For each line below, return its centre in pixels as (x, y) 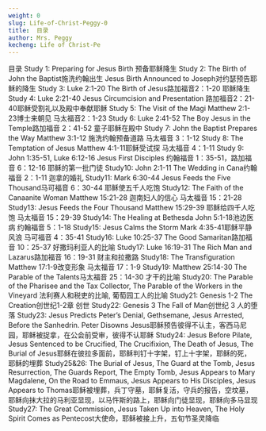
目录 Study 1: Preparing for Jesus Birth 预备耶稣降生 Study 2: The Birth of (127, 69)
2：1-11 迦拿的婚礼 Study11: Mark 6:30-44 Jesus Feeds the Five (127, 178)
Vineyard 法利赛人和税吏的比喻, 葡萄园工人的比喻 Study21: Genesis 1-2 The (131, 295)
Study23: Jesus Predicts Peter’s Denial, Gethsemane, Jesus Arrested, (131, 315)
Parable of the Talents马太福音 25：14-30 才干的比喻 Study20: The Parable (131, 277)
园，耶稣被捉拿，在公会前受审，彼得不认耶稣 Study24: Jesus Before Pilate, (130, 335)
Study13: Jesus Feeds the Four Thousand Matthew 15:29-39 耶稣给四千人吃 (132, 208)
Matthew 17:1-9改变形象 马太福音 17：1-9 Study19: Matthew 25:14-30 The (128, 267)
